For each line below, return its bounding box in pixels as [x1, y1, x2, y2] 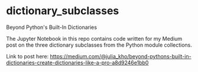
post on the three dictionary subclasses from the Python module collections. [6, 41, 192, 48]
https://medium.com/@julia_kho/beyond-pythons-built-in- [50, 53, 191, 60]
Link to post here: [6, 53, 49, 60]
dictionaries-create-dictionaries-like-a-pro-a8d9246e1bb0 [6, 59, 149, 66]
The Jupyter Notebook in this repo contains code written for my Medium [6, 35, 183, 42]
